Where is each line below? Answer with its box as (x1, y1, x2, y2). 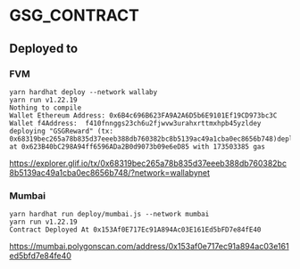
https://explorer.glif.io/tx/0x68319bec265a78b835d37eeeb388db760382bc (9, 158, 287, 168)
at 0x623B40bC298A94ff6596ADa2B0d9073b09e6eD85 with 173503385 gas (9, 142, 266, 151)
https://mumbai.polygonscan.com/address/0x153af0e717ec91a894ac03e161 (9, 241, 289, 252)
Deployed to (9, 41, 79, 56)
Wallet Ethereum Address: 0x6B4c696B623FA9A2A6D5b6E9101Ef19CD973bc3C (9, 110, 278, 120)
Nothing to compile (9, 103, 82, 112)
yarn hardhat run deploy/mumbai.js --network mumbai (9, 210, 210, 219)
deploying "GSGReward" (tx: (9, 126, 114, 135)
